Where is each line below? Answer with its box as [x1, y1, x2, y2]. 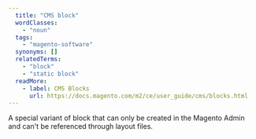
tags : [15, 33, 34, 42]
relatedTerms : [15, 56, 61, 64]
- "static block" [22, 70, 80, 78]
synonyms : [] [15, 48, 58, 56]
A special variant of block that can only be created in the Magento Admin [8, 113, 246, 123]
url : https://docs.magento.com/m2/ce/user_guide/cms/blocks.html [28, 92, 248, 100]
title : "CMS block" [15, 11, 80, 20]
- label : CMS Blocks [22, 84, 90, 93]
